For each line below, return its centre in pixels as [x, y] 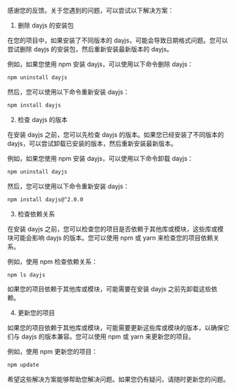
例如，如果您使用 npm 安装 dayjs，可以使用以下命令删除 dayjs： [100, 64]
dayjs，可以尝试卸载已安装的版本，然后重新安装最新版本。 [92, 143]
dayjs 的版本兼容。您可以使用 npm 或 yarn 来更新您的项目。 [108, 336]
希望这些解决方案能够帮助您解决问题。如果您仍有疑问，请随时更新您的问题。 [118, 379]
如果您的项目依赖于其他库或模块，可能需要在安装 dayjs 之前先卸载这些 [109, 289]
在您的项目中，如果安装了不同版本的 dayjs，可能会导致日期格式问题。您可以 [118, 40]
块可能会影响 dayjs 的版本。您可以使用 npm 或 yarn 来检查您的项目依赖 [110, 238]
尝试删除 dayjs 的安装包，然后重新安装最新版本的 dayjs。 [90, 49]
